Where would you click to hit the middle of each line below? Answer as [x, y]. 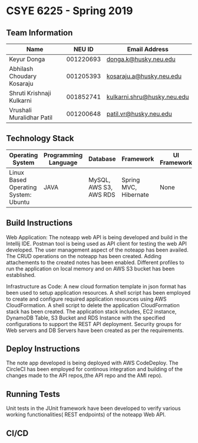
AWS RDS [102, 194]
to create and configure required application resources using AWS [86, 299]
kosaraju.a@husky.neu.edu [144, 76]
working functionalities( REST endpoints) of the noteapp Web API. [86, 415]
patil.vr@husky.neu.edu [139, 114]
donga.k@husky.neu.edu [141, 59]
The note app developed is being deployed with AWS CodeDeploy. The [92, 363]
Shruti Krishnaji [30, 93]
